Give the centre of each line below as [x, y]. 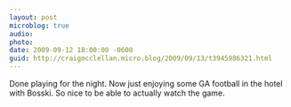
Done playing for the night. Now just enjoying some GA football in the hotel [146, 84]
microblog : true [39, 26]
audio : [21, 34]
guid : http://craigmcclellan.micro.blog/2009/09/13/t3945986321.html [141, 58]
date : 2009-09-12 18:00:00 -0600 [71, 50]
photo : [21, 42]
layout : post [33, 17]
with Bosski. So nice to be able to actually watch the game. [117, 93]
